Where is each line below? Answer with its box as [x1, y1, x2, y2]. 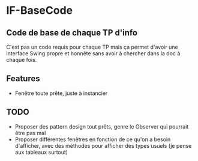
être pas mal [14, 129, 46, 136]
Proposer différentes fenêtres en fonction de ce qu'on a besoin [14, 136, 171, 143]
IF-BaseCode [6, 4, 73, 17]
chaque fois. [6, 56, 37, 63]
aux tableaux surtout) [14, 148, 68, 156]
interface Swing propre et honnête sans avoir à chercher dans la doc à [6, 50, 181, 57]
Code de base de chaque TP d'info [6, 28, 138, 38]
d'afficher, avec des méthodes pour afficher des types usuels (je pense [14, 142, 192, 149]
